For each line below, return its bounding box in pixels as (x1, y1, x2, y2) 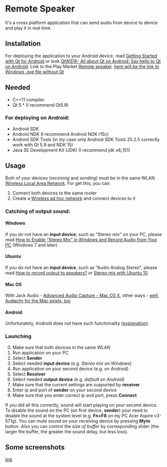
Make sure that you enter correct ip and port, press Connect (12, 392, 137, 398)
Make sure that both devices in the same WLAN (12, 344, 111, 350)
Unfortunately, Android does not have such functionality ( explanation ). (5, 320, 150, 326)
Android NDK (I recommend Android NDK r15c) (12, 131, 109, 137)
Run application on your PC (12, 349, 69, 356)
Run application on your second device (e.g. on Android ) (12, 365, 129, 371)
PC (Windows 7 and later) (5, 242, 58, 248)
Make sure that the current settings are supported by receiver (12, 381, 140, 387)
